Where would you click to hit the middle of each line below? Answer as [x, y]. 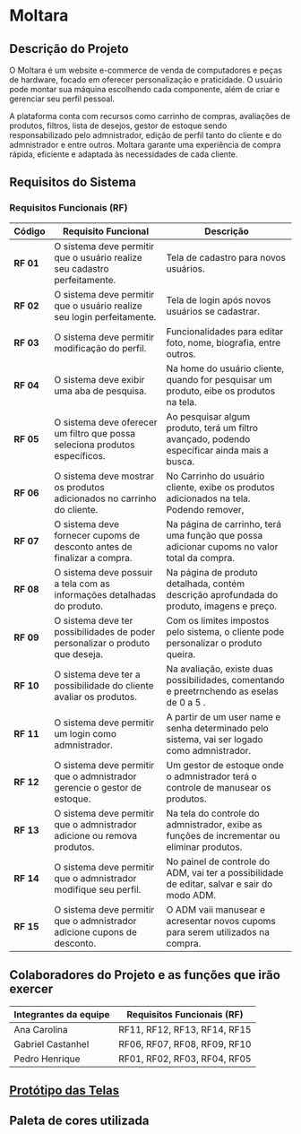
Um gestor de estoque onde [225, 765]
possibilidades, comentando [225, 680]
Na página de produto [212, 572]
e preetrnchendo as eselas [223, 691]
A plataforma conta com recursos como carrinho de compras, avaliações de [150, 116]
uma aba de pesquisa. [100, 391]
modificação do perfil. [100, 348]
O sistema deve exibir [99, 379]
